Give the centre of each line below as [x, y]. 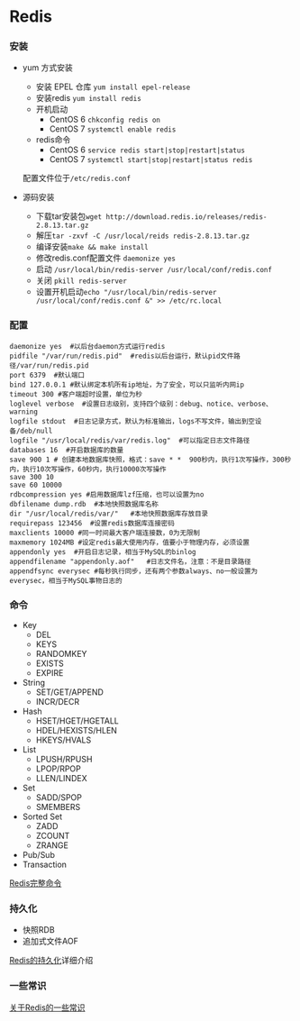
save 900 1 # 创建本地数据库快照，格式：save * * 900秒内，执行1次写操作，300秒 [150, 460]
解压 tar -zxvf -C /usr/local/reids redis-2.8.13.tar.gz [143, 235]
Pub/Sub [39, 855]
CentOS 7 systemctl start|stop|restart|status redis [151, 160]
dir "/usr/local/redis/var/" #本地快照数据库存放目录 [109, 514]
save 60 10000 [36, 485]
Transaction [45, 865]
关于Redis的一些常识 [47, 1007]
